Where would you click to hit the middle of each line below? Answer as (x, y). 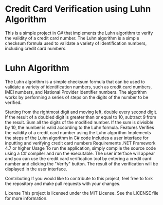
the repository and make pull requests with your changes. (63, 184)
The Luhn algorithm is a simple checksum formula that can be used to (75, 82)
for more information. (26, 198)
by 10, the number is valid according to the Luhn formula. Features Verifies (80, 127)
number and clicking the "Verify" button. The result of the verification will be (81, 164)
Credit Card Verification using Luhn (78, 9)
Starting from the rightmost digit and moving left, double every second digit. (81, 112)
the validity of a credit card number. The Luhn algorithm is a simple (72, 38)
